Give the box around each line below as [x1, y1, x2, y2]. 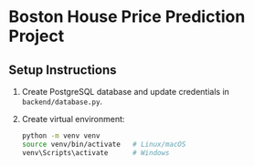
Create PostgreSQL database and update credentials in [21, 87, 230, 97]
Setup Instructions [8, 62, 117, 78]
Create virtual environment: [21, 114, 125, 124]
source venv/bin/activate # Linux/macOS [21, 140, 186, 149]
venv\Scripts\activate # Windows [21, 148, 170, 157]
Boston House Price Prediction [8, 6, 246, 27]
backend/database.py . [21, 96, 102, 107]
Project [8, 26, 65, 47]
